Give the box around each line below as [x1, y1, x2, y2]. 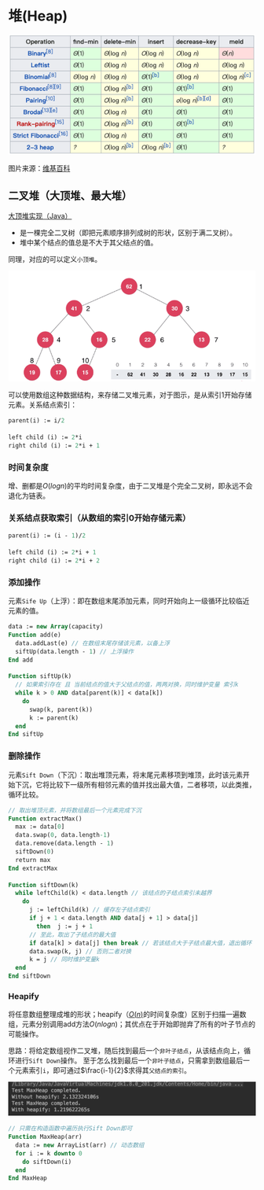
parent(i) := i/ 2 [8, 417, 65, 425]
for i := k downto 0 [15, 1149, 82, 1157]
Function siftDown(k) [8, 881, 79, 889]
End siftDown [8, 972, 51, 980]
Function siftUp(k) [8, 672, 72, 680]
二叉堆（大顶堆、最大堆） [8, 189, 132, 202]
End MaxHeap [8, 1174, 47, 1182]
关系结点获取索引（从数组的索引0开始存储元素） [8, 512, 191, 523]
